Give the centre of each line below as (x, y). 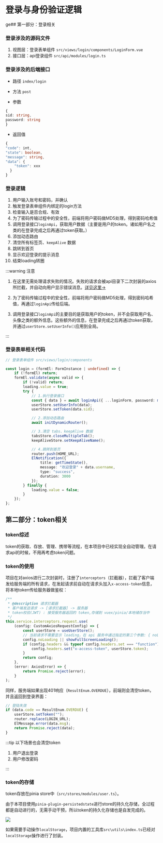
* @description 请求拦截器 (33, 603)
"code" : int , (19, 148)
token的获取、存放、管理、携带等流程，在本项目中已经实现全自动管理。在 (79, 546)
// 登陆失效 (16, 705)
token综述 (17, 535)
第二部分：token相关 (37, 520)
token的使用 (20, 566)
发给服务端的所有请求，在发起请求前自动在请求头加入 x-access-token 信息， (80, 584)
